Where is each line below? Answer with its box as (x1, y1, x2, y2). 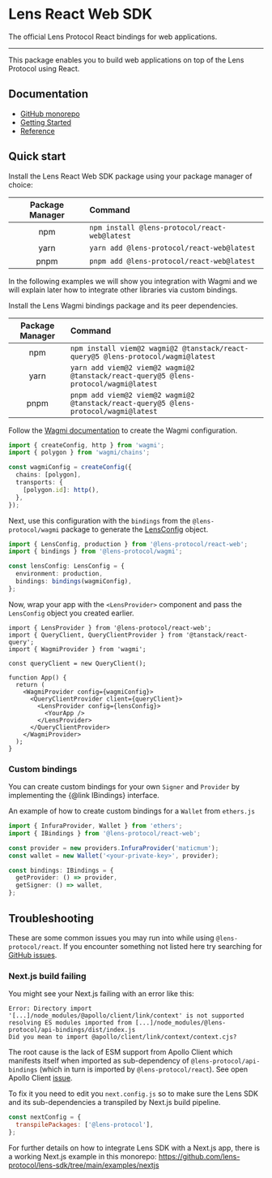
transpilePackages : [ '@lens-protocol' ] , (15, 1121, 154, 1129)
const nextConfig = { (8, 1113, 82, 1121)
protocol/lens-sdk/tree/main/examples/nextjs (8, 1160, 159, 1170)
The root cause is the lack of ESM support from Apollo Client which (8, 1047, 233, 1057)
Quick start (8, 149, 66, 163)
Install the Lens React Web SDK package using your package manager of (8, 171, 253, 181)
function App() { (8, 673, 67, 682)
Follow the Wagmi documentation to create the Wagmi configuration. (8, 425, 238, 435)
